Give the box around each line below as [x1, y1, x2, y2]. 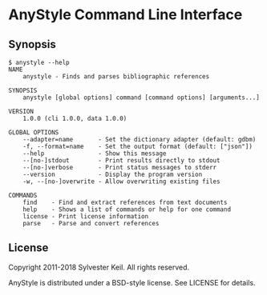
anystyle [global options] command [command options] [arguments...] [22, 94, 261, 102]
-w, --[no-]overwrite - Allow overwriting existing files [22, 177, 220, 185]
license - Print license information [22, 213, 149, 221]
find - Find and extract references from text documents [22, 198, 228, 206]
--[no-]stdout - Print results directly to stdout [22, 157, 220, 165]
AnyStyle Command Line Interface [8, 6, 243, 24]
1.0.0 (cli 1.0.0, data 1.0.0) [22, 114, 127, 122]
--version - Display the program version [22, 170, 203, 178]
